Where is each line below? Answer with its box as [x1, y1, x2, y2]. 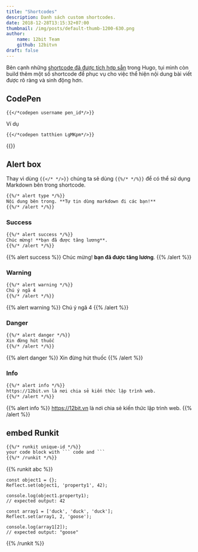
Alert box [6, 159, 42, 169]
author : [6, 31, 26, 37]
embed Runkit [6, 428, 60, 438]
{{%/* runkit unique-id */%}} [6, 444, 82, 450]
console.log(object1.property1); [6, 493, 89, 499]
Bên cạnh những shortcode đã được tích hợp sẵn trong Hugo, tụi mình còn [6, 64, 189, 71]
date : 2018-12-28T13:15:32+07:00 [6, 20, 89, 26]
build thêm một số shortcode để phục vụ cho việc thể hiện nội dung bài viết [6, 70, 192, 77]
